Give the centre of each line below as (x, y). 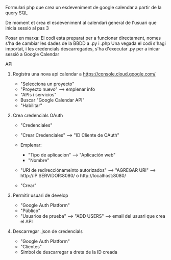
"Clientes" (31, 246)
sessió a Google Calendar (32, 54)
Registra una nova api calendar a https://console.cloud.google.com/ (84, 74)
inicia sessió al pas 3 (27, 28)
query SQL (17, 13)
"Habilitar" (31, 106)
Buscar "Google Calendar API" (52, 100)
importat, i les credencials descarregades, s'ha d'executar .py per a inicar (83, 49)
